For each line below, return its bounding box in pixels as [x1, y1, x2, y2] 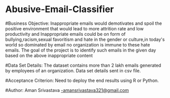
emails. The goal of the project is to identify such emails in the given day [5, 47, 156, 53]
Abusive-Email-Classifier [5, 4, 114, 15]
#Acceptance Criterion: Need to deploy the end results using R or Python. [5, 77, 159, 83]
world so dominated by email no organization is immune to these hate [5, 41, 150, 47]
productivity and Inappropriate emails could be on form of [5, 31, 126, 37]
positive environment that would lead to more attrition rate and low [5, 25, 144, 31]
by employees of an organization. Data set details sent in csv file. [5, 67, 141, 74]
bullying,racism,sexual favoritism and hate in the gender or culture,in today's [5, 36, 165, 42]
